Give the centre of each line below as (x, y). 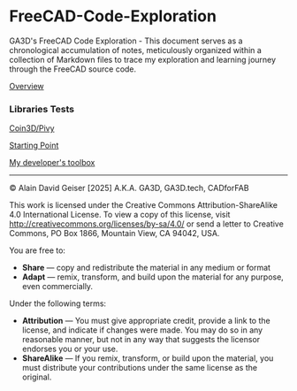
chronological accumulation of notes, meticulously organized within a (136, 50)
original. (37, 377)
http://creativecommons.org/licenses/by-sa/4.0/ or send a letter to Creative (147, 224)
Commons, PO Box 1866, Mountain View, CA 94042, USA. (114, 234)
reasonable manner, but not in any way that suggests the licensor (141, 340)
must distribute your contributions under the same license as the (140, 368)
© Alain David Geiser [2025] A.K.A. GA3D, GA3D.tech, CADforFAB (129, 188)
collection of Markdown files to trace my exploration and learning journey (143, 59)
